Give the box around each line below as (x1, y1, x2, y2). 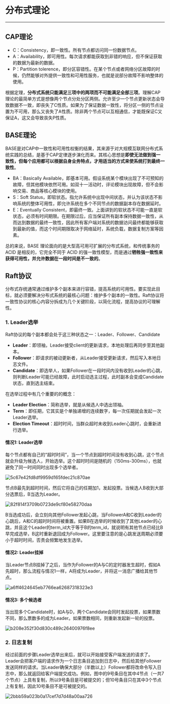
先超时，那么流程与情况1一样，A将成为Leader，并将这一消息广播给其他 (5, 568, 153, 574)
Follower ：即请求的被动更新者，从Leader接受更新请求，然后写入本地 (12, 355, 157, 361)
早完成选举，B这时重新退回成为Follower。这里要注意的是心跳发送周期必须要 (5, 530, 163, 536)
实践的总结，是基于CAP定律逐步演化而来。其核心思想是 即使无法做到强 (9, 151, 156, 157)
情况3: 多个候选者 (5, 597, 42, 603)
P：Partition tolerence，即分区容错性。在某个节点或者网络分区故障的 (12, 66, 156, 72)
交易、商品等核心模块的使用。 (17, 188, 79, 194)
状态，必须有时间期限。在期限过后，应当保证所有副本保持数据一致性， (12, 213, 159, 219)
